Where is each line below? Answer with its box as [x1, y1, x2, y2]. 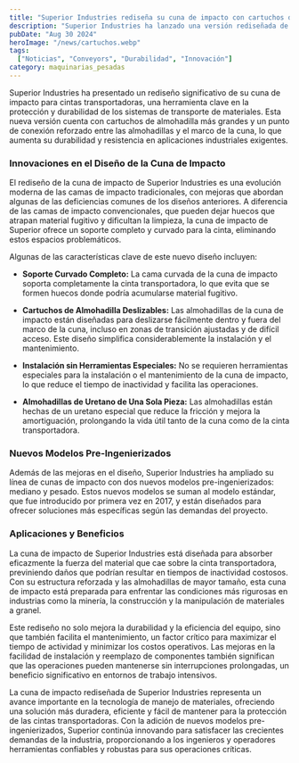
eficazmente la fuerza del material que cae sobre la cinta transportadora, [9, 557, 278, 568]
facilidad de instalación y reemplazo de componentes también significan [9, 651, 275, 661]
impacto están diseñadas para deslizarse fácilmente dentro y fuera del [21, 314, 281, 326]
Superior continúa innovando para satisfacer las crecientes [67, 725, 285, 735]
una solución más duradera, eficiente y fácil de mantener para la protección [9, 706, 287, 717]
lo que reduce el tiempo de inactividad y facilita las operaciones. [21, 379, 259, 390]
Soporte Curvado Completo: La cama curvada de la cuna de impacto [21, 269, 279, 279]
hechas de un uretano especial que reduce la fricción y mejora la [21, 406, 261, 417]
